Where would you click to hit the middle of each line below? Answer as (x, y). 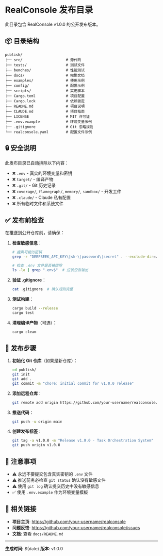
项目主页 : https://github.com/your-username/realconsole (69, 522)
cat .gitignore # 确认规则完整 (43, 289)
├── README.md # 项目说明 (45, 106)
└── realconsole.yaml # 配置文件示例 (49, 132)
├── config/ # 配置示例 (45, 85)
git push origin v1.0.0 (36, 445)
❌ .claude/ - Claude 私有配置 (41, 197)
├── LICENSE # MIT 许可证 (48, 116)
